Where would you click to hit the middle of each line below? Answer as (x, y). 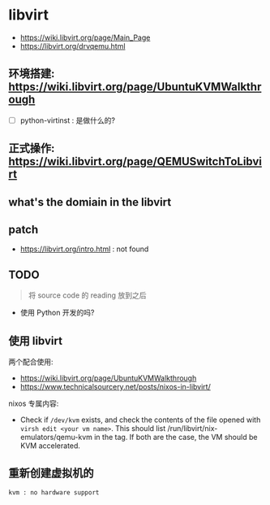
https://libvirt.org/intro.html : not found (84, 249)
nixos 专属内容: (34, 403)
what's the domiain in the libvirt (90, 202)
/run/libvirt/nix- (193, 429)
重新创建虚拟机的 (51, 473)
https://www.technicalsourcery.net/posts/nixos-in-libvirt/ (115, 387)
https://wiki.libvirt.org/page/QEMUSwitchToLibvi (135, 161)
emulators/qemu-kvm (56, 438)
